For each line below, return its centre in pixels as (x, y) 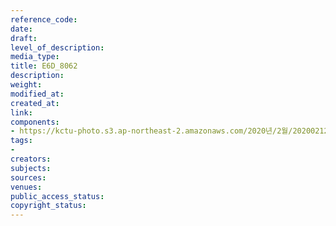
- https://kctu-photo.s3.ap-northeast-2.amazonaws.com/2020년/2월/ (151, 131)
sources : (28, 177)
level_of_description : (57, 47)
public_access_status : (57, 196)
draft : (24, 38)
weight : (26, 85)
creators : (31, 159)
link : (21, 112)
